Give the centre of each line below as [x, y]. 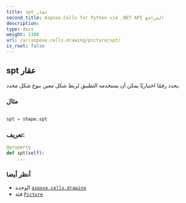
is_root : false [26, 46]
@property [19, 148]
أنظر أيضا [19, 174]
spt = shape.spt [27, 119]
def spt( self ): [26, 153]
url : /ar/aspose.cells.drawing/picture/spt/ [64, 40]
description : [23, 23]
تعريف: [16, 135]
